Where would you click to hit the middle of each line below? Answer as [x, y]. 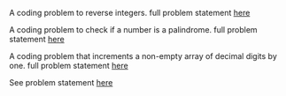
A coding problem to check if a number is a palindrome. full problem [134, 30]
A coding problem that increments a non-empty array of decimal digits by [143, 56]
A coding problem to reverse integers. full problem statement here [130, 13]
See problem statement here [61, 82]
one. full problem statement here [69, 66]
